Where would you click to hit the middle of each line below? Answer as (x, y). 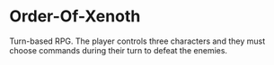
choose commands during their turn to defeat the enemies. (118, 50)
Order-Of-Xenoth (75, 16)
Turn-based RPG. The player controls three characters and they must (137, 41)
